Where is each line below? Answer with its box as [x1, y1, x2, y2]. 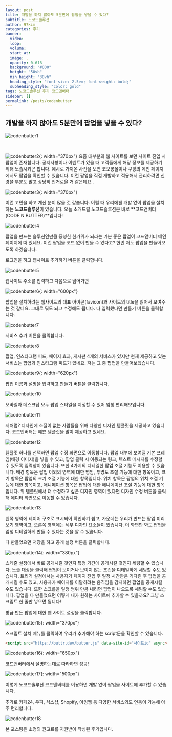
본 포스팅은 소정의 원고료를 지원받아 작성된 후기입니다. [5, 726, 114, 732]
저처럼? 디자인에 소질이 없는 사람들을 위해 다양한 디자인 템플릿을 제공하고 [5, 422, 151, 429]
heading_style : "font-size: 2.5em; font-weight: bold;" [10, 79, 132, 84]
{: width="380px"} [40, 550, 80, 556]
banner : [5, 31, 22, 36]
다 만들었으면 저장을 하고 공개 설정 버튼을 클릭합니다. [5, 539, 111, 545]
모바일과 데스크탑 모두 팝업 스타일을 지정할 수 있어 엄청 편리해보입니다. [5, 402, 146, 408]
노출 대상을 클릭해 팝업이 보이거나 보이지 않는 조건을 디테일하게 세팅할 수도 [12, 566, 161, 573]
